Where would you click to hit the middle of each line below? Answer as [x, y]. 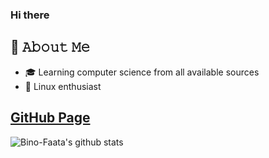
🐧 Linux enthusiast [63, 86]
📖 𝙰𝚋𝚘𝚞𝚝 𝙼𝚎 [50, 47]
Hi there [30, 15]
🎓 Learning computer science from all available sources [142, 72]
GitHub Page [50, 118]
